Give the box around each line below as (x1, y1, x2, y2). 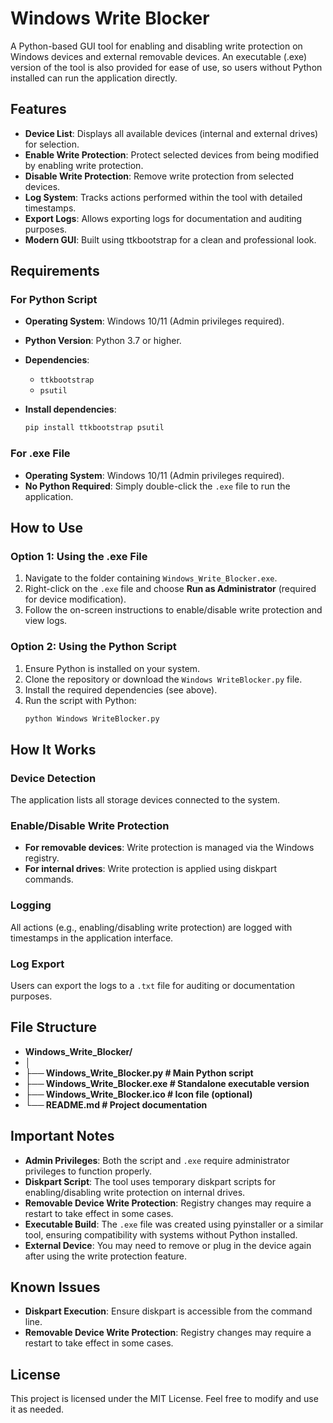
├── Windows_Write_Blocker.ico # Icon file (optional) (24, 1088, 253, 1100)
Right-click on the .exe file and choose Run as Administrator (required (24, 583, 317, 595)
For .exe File (10, 447, 71, 461)
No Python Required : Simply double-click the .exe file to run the (24, 480, 291, 492)
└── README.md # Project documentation (24, 1098, 208, 1111)
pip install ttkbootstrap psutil (24, 423, 165, 433)
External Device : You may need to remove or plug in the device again (24, 1239, 312, 1251)
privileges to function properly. (24, 1165, 153, 1177)
